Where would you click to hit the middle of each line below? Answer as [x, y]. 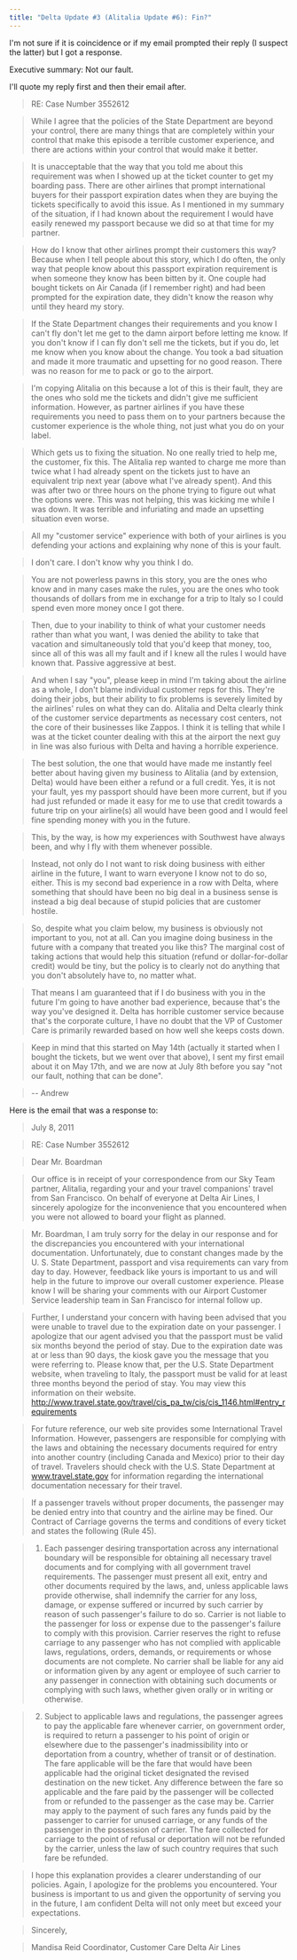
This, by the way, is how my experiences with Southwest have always [158, 837]
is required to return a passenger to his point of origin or [147, 1735]
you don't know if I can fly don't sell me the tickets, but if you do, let [155, 342]
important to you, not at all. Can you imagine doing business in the [152, 937]
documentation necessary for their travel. [107, 1485]
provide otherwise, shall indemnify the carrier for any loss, [151, 1595]
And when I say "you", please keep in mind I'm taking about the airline [158, 679]
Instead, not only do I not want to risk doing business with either [148, 863]
